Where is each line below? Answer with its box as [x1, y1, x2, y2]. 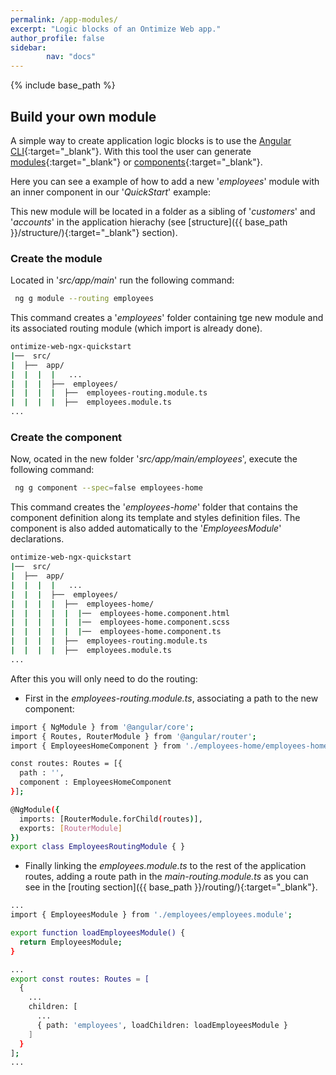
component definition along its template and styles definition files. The [10, 512, 301, 524]
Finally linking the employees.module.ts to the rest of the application [24, 860, 307, 872]
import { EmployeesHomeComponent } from [10, 741, 182, 751]
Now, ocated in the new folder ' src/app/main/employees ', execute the [10, 453, 298, 465]
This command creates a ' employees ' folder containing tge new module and [10, 312, 324, 324]
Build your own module [10, 108, 157, 125]
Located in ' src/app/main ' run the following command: [10, 274, 235, 286]
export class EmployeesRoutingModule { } [10, 842, 186, 852]
